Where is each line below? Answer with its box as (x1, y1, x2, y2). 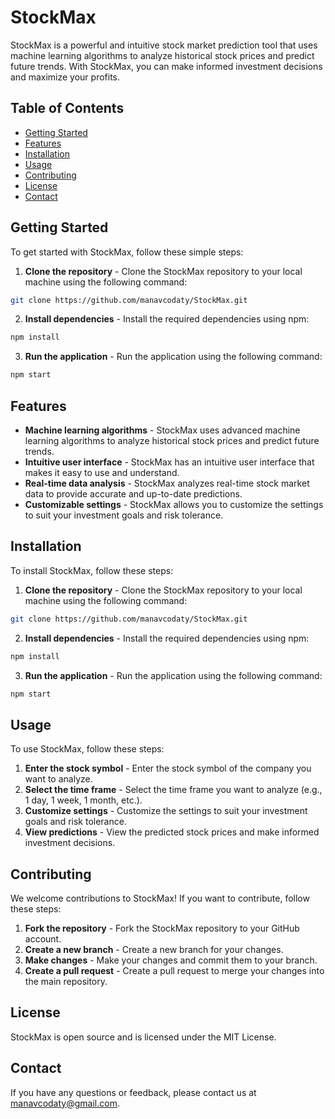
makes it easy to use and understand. (24, 467, 180, 478)
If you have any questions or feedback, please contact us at (10, 1086, 257, 1098)
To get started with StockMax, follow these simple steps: (10, 246, 244, 258)
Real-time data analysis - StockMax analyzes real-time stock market (24, 477, 310, 489)
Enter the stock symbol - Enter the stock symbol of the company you (24, 762, 312, 775)
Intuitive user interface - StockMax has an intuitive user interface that (24, 456, 315, 468)
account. (24, 933, 62, 945)
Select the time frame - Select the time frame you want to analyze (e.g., (24, 784, 323, 796)
